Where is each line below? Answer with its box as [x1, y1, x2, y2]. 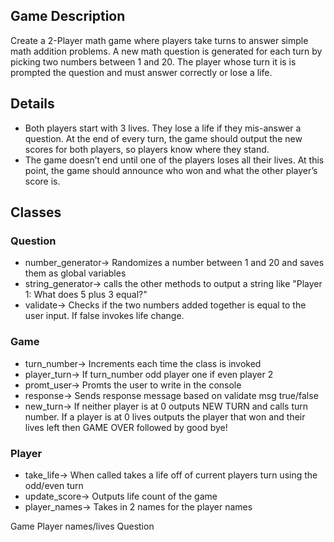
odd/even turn [24, 479, 84, 491]
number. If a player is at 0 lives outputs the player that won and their [24, 410, 306, 423]
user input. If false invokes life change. [24, 310, 185, 322]
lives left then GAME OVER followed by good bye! [24, 421, 228, 433]
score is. [24, 175, 61, 187]
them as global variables [24, 267, 127, 279]
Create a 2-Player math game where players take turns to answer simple [10, 34, 309, 46]
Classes [10, 204, 62, 221]
